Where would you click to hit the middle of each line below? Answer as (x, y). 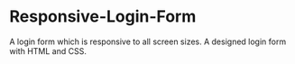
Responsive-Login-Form (103, 17)
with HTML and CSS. (48, 50)
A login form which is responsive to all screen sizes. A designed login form (148, 41)
